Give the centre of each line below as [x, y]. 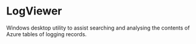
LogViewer [34, 11]
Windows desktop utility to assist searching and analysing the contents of [98, 28]
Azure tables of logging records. [47, 34]
